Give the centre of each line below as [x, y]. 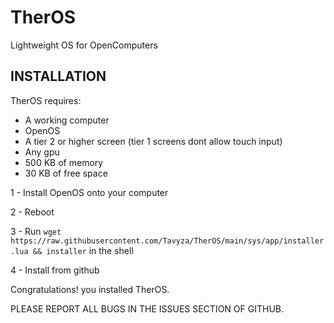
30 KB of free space [66, 173]
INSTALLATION [58, 76]
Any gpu [42, 152]
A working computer [67, 120]
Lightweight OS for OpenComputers [84, 45]
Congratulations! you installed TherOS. [90, 289]
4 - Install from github [55, 270]
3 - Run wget [36, 231]
